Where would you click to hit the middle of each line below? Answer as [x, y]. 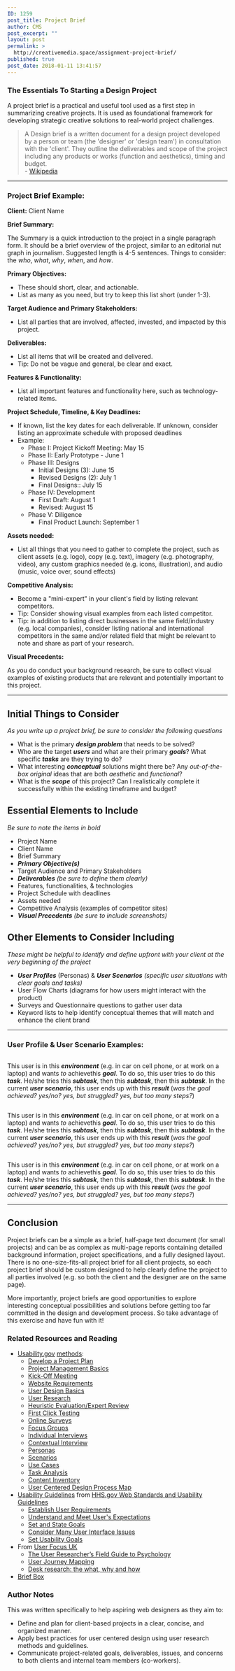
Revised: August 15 [66, 507]
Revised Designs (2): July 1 [77, 478]
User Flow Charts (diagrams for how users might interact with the [112, 990]
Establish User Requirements [69, 1510]
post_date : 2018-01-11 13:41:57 [54, 66]
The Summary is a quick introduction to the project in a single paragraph [112, 238]
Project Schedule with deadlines [64, 893]
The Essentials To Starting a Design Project [82, 90]
